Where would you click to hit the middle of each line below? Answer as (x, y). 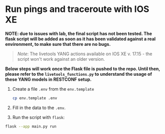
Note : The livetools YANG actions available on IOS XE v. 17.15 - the (85, 54)
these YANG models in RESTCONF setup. (48, 79)
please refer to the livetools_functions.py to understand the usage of (79, 74)
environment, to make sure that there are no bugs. (58, 44)
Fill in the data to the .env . (39, 108)
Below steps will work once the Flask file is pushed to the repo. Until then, (83, 69)
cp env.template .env (35, 98)
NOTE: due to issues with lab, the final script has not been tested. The (79, 33)
